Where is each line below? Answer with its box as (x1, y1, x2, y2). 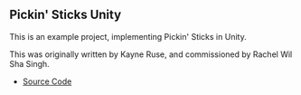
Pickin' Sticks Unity (9, 7, 122, 23)
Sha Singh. (9, 58, 50, 69)
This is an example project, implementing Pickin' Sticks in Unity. (9, 31, 247, 42)
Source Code (22, 76, 72, 87)
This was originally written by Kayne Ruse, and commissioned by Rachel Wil (9, 49, 293, 60)
